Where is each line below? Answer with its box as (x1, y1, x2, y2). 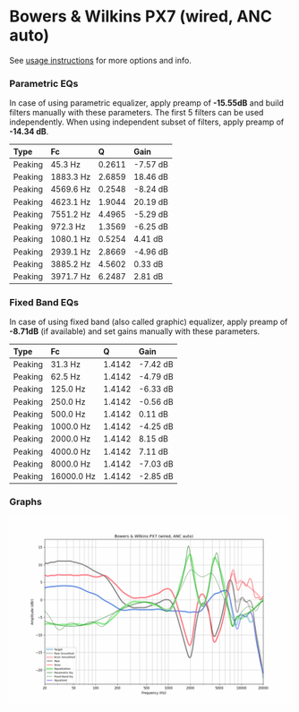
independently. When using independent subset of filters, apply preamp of (9, 116, 285, 127)
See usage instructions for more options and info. (9, 55, 192, 65)
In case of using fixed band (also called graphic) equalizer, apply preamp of (9, 316, 288, 328)
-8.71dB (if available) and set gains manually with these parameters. (9, 326, 261, 337)
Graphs (9, 495, 42, 508)
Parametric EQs (9, 77, 79, 90)
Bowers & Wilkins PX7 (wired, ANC (9, 6, 273, 27)
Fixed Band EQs (9, 296, 79, 308)
